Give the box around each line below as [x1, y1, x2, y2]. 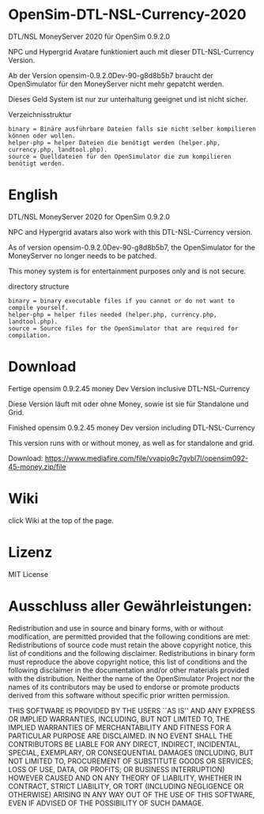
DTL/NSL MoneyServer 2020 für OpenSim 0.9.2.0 [8, 32, 171, 41]
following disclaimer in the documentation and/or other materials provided [8, 665, 250, 675]
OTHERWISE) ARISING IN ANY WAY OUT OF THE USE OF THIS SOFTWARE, [8, 790, 255, 799]
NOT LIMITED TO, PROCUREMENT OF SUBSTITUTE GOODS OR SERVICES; [8, 756, 254, 766]
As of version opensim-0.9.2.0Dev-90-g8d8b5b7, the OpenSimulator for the [8, 243, 255, 252]
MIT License [8, 569, 49, 578]
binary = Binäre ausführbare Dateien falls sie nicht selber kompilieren [8, 125, 257, 133]
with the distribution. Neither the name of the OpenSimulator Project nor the [8, 673, 255, 683]
